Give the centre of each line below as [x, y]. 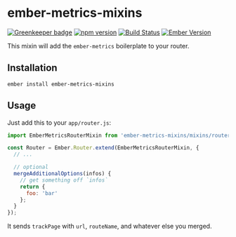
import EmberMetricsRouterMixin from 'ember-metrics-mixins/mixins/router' [120, 135]
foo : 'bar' [42, 193]
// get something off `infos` [64, 180]
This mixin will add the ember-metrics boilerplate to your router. [98, 46]
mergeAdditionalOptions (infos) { [63, 174]
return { [33, 187]
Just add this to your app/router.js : [59, 122]
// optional [31, 167]
